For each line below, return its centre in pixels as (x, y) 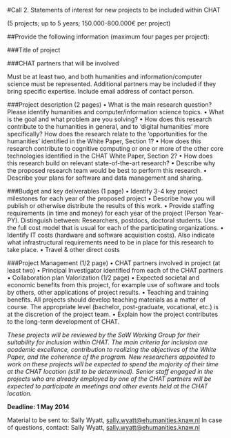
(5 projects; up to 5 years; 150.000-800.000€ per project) (89, 23)
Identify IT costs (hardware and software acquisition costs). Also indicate (111, 235)
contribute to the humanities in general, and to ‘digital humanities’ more (108, 126)
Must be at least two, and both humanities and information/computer (105, 76)
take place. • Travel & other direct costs (63, 250)
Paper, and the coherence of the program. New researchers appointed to (111, 357)
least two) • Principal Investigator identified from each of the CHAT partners (115, 270)
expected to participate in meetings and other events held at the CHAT (108, 386)
